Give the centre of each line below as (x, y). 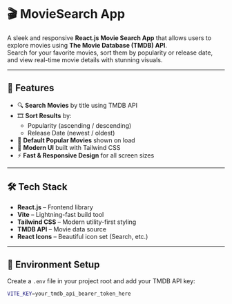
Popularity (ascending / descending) (79, 125)
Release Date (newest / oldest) (71, 133)
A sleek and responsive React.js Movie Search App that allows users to (109, 38)
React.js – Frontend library (55, 207)
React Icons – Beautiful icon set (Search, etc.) (83, 236)
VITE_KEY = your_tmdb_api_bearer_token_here (69, 294)
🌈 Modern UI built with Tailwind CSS (69, 147)
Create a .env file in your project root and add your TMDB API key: (101, 281)
